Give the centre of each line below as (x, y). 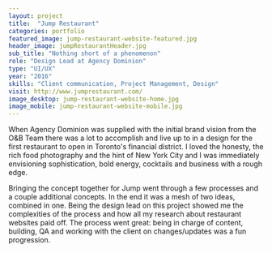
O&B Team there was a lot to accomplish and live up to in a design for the (131, 138)
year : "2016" (30, 76)
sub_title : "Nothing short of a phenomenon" (85, 54)
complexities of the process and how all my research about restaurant (125, 214)
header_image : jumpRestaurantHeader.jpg (78, 46)
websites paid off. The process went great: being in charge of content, (126, 223)
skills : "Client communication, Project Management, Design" (114, 84)
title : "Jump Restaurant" (54, 24)
